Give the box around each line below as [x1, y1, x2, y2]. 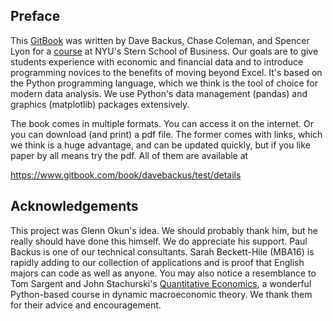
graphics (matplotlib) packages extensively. [10, 98, 190, 110]
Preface [10, 8, 61, 25]
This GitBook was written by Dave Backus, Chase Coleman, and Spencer [10, 34, 310, 46]
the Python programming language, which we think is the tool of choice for [10, 77, 318, 89]
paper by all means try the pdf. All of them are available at [10, 149, 249, 161]
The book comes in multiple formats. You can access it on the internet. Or [10, 117, 315, 129]
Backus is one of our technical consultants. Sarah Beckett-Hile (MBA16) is [10, 245, 315, 258]
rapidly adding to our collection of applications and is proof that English [10, 256, 305, 268]
